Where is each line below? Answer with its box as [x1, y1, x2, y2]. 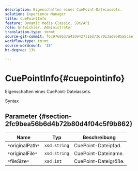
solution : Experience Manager [5, 12, 66, 16]
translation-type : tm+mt [5, 30, 55, 34]
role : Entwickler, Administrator [5, 25, 73, 30]
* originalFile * [7, 150, 38, 157]
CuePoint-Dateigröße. [74, 158, 125, 165]
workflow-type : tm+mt [5, 39, 49, 44]
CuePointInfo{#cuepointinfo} [5, 73, 125, 84]
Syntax [5, 98, 19, 104]
